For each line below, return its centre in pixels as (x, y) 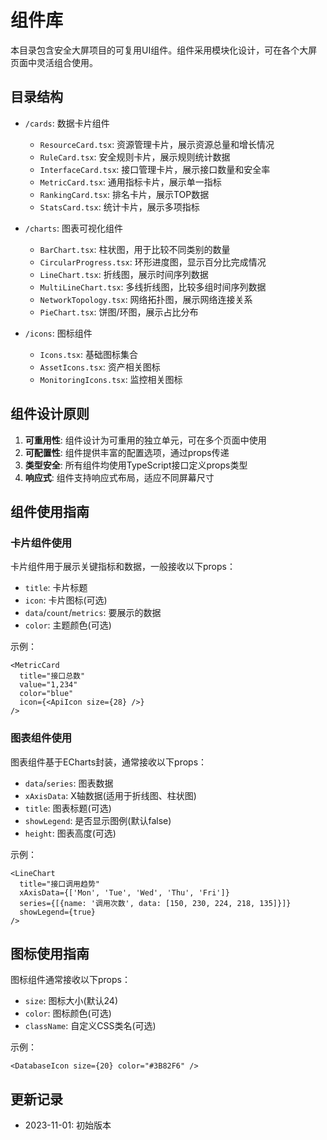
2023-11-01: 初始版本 (68, 1125)
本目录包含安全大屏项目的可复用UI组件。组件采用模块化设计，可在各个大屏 (164, 50)
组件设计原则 (50, 414)
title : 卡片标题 (56, 588)
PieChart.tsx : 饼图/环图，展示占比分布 (119, 312)
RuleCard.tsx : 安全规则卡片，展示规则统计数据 (135, 157)
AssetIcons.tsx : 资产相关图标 (100, 367)
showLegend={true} (58, 912)
